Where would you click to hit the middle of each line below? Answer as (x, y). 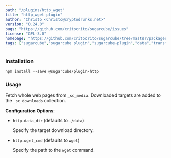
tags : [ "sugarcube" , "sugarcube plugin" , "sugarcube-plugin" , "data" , (78, 43)
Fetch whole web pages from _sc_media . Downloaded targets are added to (83, 95)
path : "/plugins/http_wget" (35, 10)
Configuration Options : (30, 111)
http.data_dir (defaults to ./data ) (48, 121)
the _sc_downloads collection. (36, 101)
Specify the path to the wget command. (54, 150)
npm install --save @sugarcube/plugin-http (52, 72)
